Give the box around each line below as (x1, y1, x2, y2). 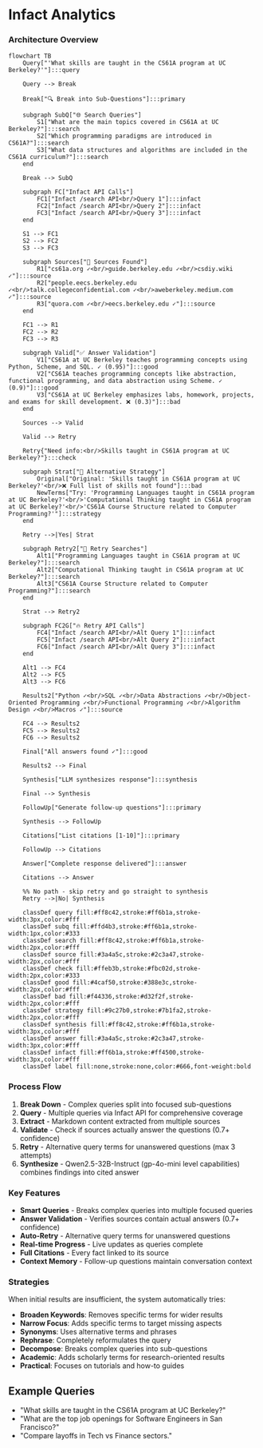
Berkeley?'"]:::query (8, 66, 80, 74)
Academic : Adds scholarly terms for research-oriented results (19, 1353, 226, 1362)
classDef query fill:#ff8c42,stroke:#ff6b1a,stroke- (22, 909, 202, 917)
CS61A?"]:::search (8, 139, 69, 147)
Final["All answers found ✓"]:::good (22, 748, 148, 756)
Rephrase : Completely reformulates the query (19, 1335, 171, 1345)
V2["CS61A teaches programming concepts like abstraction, (37, 370, 237, 378)
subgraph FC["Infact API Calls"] (22, 188, 134, 197)
